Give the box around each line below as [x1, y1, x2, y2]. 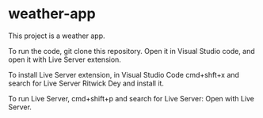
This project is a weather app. [8, 31, 105, 40]
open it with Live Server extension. [8, 55, 121, 64]
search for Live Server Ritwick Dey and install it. [8, 78, 165, 88]
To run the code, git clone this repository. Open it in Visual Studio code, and [8, 46, 255, 55]
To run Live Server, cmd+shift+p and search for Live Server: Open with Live [8, 93, 255, 103]
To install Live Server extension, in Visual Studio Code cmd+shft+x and [8, 70, 240, 79]
